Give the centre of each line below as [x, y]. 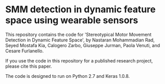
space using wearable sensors [72, 20]
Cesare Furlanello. [25, 51]
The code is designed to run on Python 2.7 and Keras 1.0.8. [68, 76]
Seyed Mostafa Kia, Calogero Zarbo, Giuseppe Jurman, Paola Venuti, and [83, 45]
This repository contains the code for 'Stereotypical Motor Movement [78, 34]
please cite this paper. [29, 66]
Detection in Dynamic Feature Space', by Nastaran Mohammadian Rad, [80, 40]
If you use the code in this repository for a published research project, [79, 60]
